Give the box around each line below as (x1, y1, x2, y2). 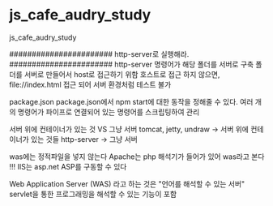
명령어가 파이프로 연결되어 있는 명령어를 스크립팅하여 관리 (17, 107, 200, 117)
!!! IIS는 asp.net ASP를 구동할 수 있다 (9, 161, 127, 171)
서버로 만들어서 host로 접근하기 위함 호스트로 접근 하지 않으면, (23, 69, 220, 79)
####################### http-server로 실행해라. (9, 49, 190, 58)
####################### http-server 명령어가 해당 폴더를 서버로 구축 (9, 59, 254, 69)
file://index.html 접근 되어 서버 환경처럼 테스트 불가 (9, 79, 172, 89)
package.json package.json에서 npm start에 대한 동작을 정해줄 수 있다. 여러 (9, 97, 254, 106)
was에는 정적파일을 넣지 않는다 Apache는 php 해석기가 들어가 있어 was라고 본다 (9, 152, 265, 161)
